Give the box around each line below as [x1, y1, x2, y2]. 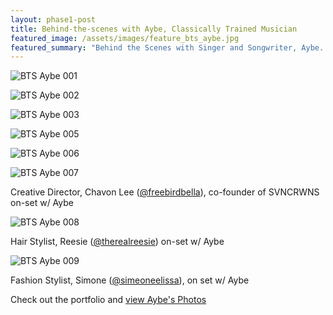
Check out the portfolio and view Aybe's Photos [10, 294, 207, 306]
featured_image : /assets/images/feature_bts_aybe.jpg [10, 33, 240, 43]
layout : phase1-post [10, 14, 97, 25]
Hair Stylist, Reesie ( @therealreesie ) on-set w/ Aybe [10, 236, 225, 248]
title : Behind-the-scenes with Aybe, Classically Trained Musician [10, 24, 298, 34]
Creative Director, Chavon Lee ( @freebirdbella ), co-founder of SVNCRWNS [10, 186, 320, 198]
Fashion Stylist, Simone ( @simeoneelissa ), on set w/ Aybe [10, 274, 250, 286]
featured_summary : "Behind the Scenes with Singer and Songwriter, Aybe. [10, 42, 325, 53]
